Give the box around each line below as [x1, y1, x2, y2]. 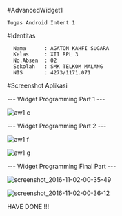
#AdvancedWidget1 [7, 6, 63, 14]
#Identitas [7, 31, 36, 40]
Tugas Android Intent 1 [7, 19, 76, 26]
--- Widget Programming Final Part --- [7, 163, 116, 170]
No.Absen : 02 [13, 57, 57, 64]
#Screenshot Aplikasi [7, 81, 68, 90]
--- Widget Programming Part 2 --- [7, 122, 107, 130]
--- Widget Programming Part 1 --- [7, 95, 105, 103]
